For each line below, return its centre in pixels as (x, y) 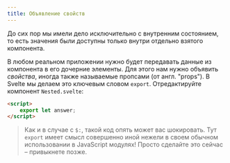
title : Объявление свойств (46, 14)
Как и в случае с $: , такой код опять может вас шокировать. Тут (121, 130)
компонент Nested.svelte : (46, 91)
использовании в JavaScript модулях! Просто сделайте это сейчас (124, 145)
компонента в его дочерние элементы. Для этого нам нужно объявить (113, 69)
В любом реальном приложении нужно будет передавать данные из (109, 61)
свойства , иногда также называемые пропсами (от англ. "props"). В (109, 76)
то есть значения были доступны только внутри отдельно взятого (105, 41)
